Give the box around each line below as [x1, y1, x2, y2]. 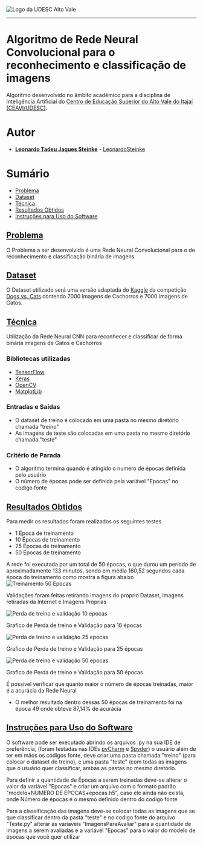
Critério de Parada [6, 451, 61, 459]
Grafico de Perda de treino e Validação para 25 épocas [6, 645, 143, 652]
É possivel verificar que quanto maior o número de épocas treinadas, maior [6, 680, 193, 688]
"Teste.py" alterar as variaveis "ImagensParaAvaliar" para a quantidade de [6, 820, 192, 827]
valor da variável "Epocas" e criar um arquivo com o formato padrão [6, 782, 176, 790]
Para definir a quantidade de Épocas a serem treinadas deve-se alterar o [6, 776, 187, 784]
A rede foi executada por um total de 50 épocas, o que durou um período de [6, 560, 196, 568]
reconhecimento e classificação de [6, 58, 186, 72]
